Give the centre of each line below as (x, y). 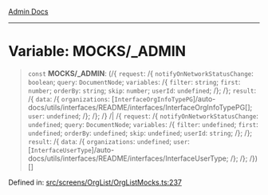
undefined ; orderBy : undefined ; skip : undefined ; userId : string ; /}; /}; (140, 133)
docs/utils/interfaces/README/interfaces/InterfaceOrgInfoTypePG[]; (140, 107)
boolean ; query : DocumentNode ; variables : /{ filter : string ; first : (134, 82)
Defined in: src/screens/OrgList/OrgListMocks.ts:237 (95, 182)
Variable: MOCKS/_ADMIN (97, 52)
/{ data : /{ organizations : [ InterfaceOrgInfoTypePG (110, 98)
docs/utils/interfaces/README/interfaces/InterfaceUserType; (128, 158)
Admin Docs (28, 12)
